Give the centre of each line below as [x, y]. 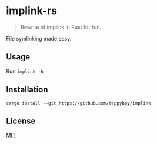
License [21, 121]
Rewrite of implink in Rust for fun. [61, 27]
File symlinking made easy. [39, 38]
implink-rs [32, 11]
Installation [27, 90]
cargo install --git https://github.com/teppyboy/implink [78, 103]
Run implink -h [25, 71]
